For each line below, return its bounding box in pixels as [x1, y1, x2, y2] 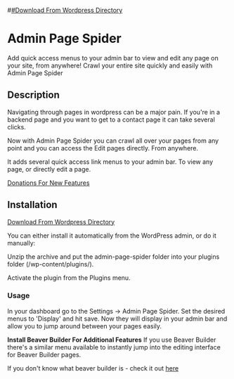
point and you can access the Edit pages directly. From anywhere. [7, 143, 199, 152]
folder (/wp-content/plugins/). [7, 259, 94, 268]
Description [7, 89, 60, 101]
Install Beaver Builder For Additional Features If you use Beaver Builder [7, 335, 216, 344]
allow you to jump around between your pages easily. [7, 321, 162, 330]
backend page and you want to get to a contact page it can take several [7, 115, 216, 124]
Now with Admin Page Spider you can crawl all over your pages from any [7, 136, 219, 145]
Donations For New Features [7, 179, 90, 187]
